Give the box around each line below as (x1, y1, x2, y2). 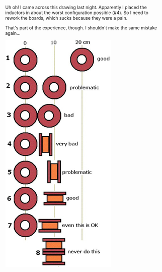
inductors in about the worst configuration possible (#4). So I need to (5, 10, 148, 16)
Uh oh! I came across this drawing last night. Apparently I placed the (5, 5, 147, 10)
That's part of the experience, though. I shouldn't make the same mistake (5, 25, 157, 31)
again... (5, 30, 21, 36)
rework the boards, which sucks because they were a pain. (5, 15, 128, 21)
